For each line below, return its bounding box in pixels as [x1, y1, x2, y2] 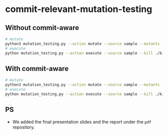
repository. [12, 124, 35, 130]
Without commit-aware [5, 23, 79, 32]
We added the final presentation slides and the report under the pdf [12, 118, 151, 124]
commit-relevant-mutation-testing [5, 3, 152, 15]
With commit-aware [5, 64, 69, 73]
